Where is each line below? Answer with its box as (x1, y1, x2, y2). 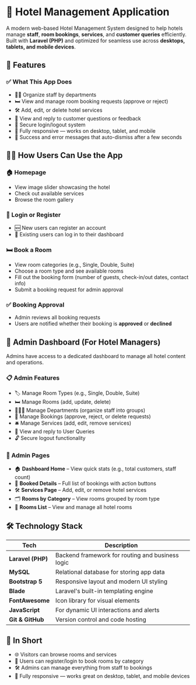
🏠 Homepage (6, 168, 47, 176)
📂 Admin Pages (6, 452, 50, 460)
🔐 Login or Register (6, 211, 61, 219)
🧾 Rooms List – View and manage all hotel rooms (14, 503, 132, 511)
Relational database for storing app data (55, 568, 165, 576)
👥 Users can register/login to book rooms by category (14, 658, 144, 665)
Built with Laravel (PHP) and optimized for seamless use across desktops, (6, 37, 185, 44)
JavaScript (9, 606, 40, 614)
